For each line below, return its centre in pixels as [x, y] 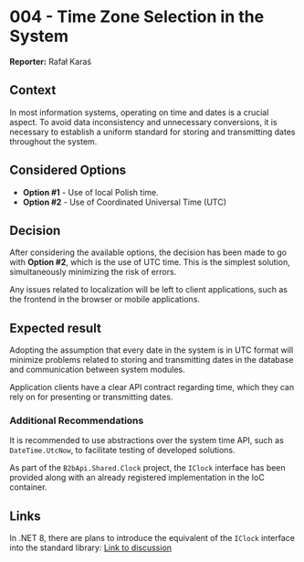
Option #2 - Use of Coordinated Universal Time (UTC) [124, 202]
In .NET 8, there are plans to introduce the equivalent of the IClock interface [152, 538]
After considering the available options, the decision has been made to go [148, 252]
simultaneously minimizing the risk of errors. [93, 272]
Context [33, 90]
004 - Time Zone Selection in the [137, 17]
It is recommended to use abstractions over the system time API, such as [147, 440]
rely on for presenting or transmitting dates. [91, 397]
